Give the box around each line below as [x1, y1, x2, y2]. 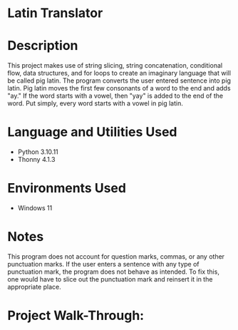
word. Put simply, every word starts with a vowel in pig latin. [7, 99, 183, 108]
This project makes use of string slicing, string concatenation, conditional [7, 61, 223, 70]
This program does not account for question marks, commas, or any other [7, 252, 225, 261]
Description [7, 38, 78, 54]
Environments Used [7, 180, 127, 197]
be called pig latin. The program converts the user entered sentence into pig [7, 76, 232, 85]
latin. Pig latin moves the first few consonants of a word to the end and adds [7, 84, 231, 93]
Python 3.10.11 [17, 148, 58, 156]
